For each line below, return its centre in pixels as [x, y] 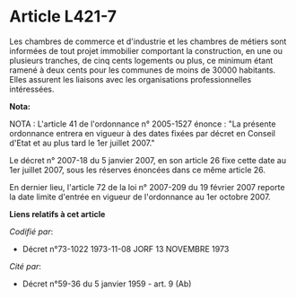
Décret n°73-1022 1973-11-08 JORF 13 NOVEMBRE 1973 [126, 249]
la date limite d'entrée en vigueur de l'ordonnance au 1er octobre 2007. [140, 197]
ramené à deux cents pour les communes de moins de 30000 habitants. [143, 70]
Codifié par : [31, 232]
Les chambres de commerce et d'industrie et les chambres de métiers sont [148, 41]
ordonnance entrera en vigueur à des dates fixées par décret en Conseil [143, 133]
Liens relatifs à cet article [57, 214]
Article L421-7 [63, 17]
